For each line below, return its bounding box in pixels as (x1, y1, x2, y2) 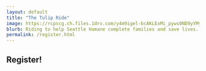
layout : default (6, 9, 48, 15)
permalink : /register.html (6, 32, 75, 38)
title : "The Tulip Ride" (6, 15, 70, 21)
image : (6, 20, 23, 26)
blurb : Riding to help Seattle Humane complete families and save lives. (6, 26, 199, 32)
